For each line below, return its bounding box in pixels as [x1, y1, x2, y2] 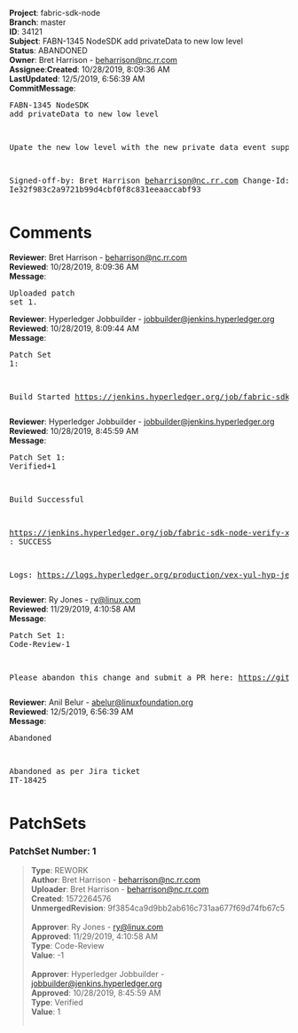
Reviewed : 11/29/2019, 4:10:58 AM [9, 603, 136, 614]
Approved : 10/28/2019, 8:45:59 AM [30, 988, 161, 998]
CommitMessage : [9, 83, 76, 93]
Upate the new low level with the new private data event [9, 142, 267, 152]
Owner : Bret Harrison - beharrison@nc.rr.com [9, 55, 177, 65]
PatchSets [9, 814, 87, 833]
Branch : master [9, 17, 67, 28]
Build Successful [9, 494, 84, 504]
